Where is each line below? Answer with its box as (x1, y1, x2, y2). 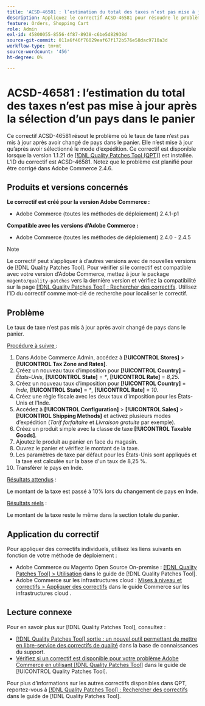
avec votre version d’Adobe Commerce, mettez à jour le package (7, 270, 170, 278)
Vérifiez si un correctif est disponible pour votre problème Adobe (15, 654, 179, 662)
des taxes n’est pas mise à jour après (7, 99, 197, 113)
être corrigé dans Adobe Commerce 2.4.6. (7, 164, 113, 171)
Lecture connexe (7, 607, 72, 618)
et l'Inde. (29, 399, 51, 406)
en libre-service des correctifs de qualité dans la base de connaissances (15, 641, 198, 649)
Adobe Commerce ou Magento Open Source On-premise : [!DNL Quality (15, 564, 197, 571)
